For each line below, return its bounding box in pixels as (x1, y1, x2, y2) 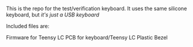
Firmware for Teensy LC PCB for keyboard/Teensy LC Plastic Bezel (6, 34, 168, 41)
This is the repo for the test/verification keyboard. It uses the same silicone (6, 5, 187, 12)
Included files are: (6, 23, 50, 29)
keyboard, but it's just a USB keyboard (6, 11, 100, 18)
